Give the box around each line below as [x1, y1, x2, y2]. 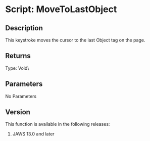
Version [5, 108, 30, 117]
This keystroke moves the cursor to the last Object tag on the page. [5, 37, 145, 43]
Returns [5, 52, 31, 60]
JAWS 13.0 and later [12, 131, 55, 137]
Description [5, 24, 43, 32]
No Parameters [5, 93, 37, 99]
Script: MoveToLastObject [5, 4, 117, 15]
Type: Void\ [5, 65, 29, 71]
